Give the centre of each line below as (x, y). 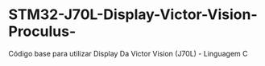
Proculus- (42, 31)
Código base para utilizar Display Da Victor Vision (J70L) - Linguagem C (128, 53)
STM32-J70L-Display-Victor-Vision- (133, 15)
